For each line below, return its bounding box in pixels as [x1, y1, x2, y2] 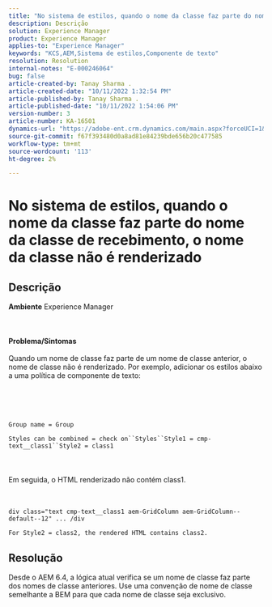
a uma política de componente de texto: [8, 371, 142, 380]
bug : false [8, 72, 45, 80]
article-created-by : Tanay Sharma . [8, 79, 132, 87]
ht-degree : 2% [8, 155, 57, 163]
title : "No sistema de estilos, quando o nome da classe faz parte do [8, 11, 252, 20]
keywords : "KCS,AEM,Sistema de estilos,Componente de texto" [8, 49, 219, 57]
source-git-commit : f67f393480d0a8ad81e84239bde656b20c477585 [8, 132, 223, 140]
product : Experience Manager [8, 34, 107, 43]
